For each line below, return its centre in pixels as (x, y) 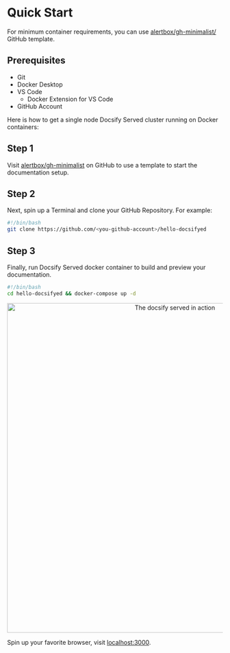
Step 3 (21, 251)
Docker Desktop (40, 84)
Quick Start (40, 13)
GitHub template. (31, 38)
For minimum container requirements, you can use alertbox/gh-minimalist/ (112, 32)
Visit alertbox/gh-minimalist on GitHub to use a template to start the (102, 165)
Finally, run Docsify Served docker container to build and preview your (106, 267)
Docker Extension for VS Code (70, 99)
